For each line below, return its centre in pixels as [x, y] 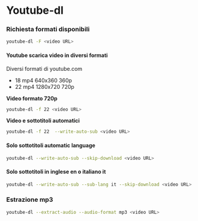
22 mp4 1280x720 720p [45, 86]
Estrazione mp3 [30, 200]
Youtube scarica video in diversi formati [57, 55]
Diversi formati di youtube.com [44, 68]
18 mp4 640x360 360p [43, 80]
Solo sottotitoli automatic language [51, 145]
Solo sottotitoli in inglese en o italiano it [56, 171]
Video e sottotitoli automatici [43, 121]
